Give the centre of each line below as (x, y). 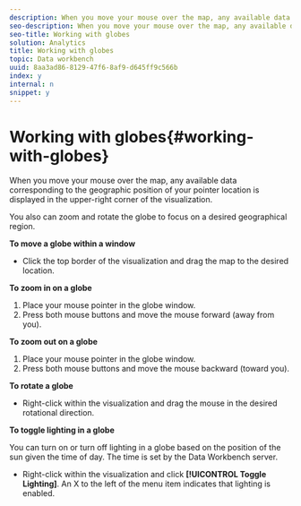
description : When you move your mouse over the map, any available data (150, 17)
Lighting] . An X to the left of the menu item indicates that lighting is (146, 484)
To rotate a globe (41, 386)
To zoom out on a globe (54, 342)
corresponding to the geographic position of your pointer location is (134, 190)
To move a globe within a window (73, 244)
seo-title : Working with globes (69, 34)
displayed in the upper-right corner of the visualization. (111, 200)
